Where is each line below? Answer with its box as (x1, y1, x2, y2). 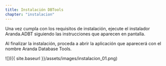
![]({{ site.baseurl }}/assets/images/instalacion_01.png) (5, 55, 117, 61)
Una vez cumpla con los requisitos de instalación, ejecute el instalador (5, 25, 150, 31)
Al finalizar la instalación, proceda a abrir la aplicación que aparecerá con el (5, 40, 161, 46)
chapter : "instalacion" (5, 12, 55, 17)
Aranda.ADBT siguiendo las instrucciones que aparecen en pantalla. (5, 31, 145, 37)
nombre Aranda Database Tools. (5, 46, 72, 52)
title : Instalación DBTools (5, 7, 64, 12)
